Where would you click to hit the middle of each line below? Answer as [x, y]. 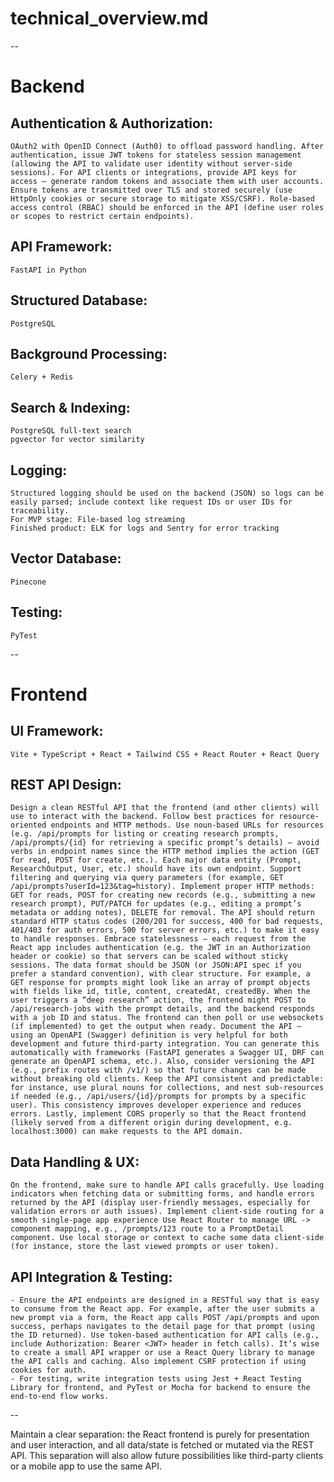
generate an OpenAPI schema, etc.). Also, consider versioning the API [162, 1062]
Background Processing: [89, 353]
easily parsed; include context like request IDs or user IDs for [151, 502]
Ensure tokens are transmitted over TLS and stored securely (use [151, 190]
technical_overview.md [109, 18]
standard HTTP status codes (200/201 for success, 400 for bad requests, [167, 922]
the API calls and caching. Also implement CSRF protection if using [158, 1362]
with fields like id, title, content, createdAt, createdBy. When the [160, 992]
